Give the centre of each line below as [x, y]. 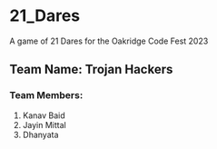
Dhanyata [40, 134]
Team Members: [46, 95]
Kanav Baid [44, 115]
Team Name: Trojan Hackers [91, 70]
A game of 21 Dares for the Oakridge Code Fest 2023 [109, 41]
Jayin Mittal [44, 124]
